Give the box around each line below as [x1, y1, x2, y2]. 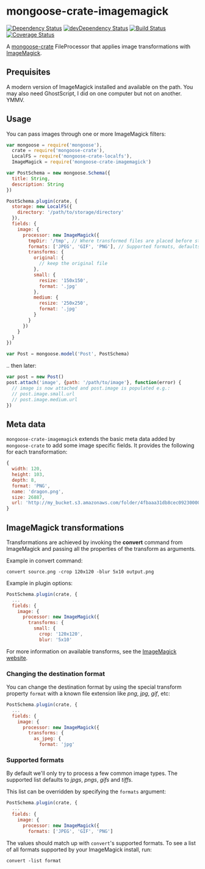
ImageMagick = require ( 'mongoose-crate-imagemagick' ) [12, 159, 151, 165]
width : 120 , [12, 466, 43, 472]
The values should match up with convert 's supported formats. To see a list [6, 839, 196, 846]
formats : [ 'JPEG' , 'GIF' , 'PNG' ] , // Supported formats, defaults [28, 243, 201, 250]
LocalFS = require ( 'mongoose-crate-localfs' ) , [12, 153, 132, 159]
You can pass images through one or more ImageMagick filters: [6, 130, 166, 137]
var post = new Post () [6, 374, 64, 380]
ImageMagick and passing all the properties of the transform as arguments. [6, 545, 196, 552]
